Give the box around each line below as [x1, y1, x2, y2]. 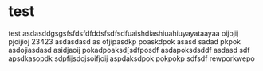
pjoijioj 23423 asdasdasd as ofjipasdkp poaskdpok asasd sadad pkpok [8, 36, 241, 46]
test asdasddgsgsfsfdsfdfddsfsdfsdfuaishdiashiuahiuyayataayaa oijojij [8, 28, 239, 38]
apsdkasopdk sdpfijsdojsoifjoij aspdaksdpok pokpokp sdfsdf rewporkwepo [8, 54, 255, 63]
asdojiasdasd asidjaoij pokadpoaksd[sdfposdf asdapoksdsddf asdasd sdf [8, 45, 250, 54]
